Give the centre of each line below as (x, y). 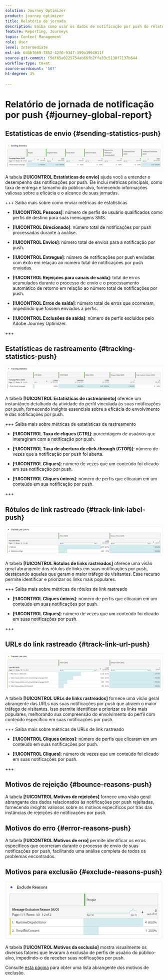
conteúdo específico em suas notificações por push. (59, 720)
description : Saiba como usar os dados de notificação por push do (77, 26)
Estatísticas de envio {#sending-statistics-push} (83, 133)
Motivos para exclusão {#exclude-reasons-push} (84, 872)
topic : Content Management (33, 37)
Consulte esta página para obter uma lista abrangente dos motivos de (77, 968)
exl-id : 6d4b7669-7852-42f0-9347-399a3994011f (54, 52)
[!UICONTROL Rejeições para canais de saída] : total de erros (76, 277)
